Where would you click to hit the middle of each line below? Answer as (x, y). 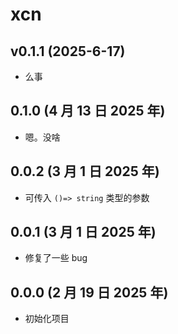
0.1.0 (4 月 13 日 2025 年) (88, 111)
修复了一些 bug (56, 258)
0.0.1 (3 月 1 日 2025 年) (83, 232)
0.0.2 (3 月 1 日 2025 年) (85, 171)
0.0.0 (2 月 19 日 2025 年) (89, 292)
